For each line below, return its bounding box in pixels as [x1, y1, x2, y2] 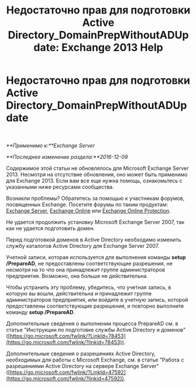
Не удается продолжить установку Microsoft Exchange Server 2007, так [6, 218, 185, 226]
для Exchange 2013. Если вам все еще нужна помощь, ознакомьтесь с [6, 177, 183, 184]
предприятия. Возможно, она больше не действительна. [6, 272, 148, 279]
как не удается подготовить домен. [6, 224, 95, 232]
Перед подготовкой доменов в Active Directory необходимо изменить [6, 236, 181, 243]
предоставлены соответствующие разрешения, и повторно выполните [6, 302, 184, 309]
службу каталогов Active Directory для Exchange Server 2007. [6, 242, 160, 249]
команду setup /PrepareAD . [6, 308, 75, 315]
